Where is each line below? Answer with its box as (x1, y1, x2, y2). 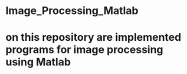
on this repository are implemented (5, 31, 182, 44)
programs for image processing (5, 43, 163, 57)
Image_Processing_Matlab (5, 4, 139, 17)
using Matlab (5, 55, 71, 69)
